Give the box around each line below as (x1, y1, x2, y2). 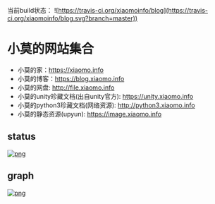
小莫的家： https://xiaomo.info (17, 66, 104, 74)
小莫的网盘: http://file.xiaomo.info (17, 83, 115, 92)
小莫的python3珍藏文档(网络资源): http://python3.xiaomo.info (17, 101, 195, 109)
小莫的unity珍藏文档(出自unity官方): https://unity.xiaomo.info (17, 92, 194, 100)
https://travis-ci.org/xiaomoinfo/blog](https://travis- (58, 6, 208, 14)
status (7, 131, 37, 143)
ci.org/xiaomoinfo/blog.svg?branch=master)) (7, 14, 138, 23)
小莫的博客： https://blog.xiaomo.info (17, 74, 125, 83)
